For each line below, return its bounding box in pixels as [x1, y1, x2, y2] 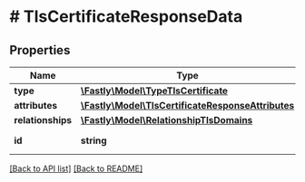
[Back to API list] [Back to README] [9, 163, 143, 174]
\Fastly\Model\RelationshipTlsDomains [80, 114, 253, 126]
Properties [9, 43, 71, 58]
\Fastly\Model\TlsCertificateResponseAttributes [80, 100, 295, 111]
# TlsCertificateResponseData [9, 6, 243, 27]
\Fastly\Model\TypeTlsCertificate [80, 84, 229, 97]
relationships [14, 114, 73, 126]
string [80, 134, 107, 147]
